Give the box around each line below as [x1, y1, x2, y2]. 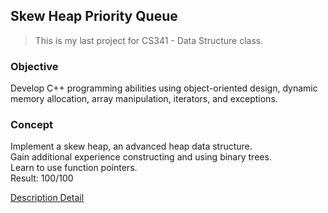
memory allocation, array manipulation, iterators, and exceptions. [10, 93, 278, 105]
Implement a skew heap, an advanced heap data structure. [10, 140, 253, 153]
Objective [10, 59, 59, 73]
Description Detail [10, 192, 85, 204]
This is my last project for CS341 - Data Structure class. [34, 34, 264, 46]
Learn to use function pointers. [10, 162, 138, 174]
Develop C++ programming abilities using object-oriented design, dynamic [10, 82, 318, 94]
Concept [10, 118, 53, 132]
